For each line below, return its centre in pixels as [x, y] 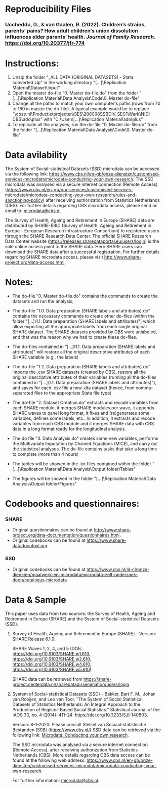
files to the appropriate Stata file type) [73, 393]
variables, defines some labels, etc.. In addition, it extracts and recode [84, 418]
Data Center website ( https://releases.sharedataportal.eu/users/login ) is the [82, 241]
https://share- [98, 679]
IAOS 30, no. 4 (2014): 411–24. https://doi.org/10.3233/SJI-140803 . [80, 715]
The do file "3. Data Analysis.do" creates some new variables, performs [85, 438]
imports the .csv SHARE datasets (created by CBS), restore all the [79, 372]
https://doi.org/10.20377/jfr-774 [45, 43]
